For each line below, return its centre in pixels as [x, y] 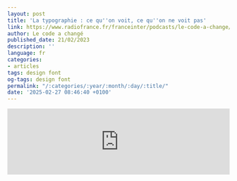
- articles [23, 66]
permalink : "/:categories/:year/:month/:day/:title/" [88, 86]
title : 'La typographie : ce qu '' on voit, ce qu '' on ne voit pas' [107, 20]
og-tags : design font [39, 79]
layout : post [26, 14]
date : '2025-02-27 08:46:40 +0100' [60, 92]
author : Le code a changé [45, 33]
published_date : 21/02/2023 [49, 40]
